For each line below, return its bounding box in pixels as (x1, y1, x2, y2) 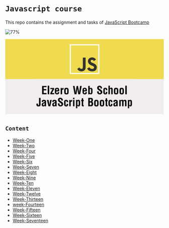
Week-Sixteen (12, 212, 42, 218)
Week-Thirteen (12, 196, 44, 202)
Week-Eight (12, 169, 37, 176)
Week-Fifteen (12, 207, 41, 213)
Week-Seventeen (12, 217, 49, 224)
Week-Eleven (12, 186, 40, 192)
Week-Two (12, 143, 35, 149)
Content (5, 125, 29, 132)
